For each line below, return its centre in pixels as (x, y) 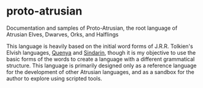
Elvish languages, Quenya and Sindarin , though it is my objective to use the (101, 52)
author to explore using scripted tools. (54, 78)
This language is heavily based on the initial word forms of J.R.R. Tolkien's (100, 46)
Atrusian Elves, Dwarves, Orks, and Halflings (63, 34)
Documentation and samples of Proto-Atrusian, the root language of (92, 28)
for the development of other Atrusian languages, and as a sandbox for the (100, 72)
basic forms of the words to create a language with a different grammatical (101, 59)
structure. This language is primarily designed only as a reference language (102, 66)
